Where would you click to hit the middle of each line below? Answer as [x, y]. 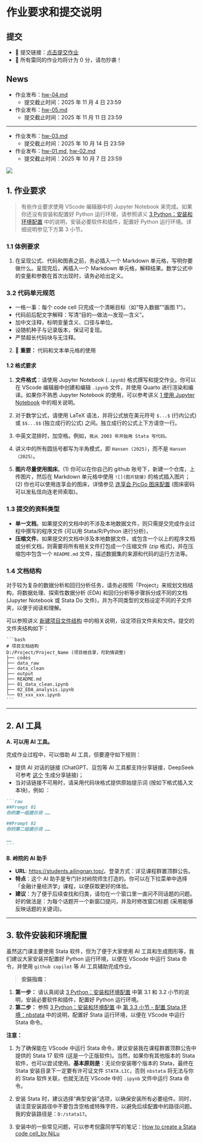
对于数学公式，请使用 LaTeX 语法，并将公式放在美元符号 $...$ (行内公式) [106, 416]
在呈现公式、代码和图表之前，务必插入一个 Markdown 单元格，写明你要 [104, 260]
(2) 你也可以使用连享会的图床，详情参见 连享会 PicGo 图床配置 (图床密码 [105, 484]
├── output [20, 674]
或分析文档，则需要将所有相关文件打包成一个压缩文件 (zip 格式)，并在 [101, 546]
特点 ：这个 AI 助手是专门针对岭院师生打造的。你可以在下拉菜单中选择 [101, 879]
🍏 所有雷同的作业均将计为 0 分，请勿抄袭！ [68, 60]
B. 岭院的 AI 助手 [27, 858]
